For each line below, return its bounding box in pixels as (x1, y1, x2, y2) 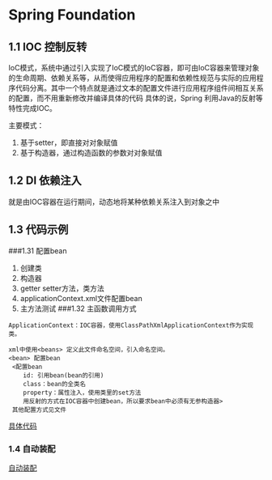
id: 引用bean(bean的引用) (23, 371, 104, 380)
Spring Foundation (8, 6, 136, 24)
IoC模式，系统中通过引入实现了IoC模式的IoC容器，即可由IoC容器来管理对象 (8, 63, 260, 72)
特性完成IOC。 (8, 104, 57, 113)
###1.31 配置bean (8, 245, 67, 256)
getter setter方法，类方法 (19, 283, 104, 293)
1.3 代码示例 (8, 223, 69, 236)
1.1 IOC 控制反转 (8, 40, 87, 53)
